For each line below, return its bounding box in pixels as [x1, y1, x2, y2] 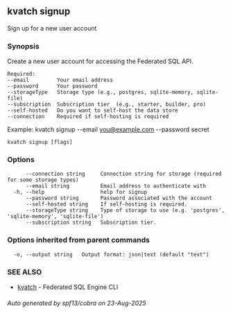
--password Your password [7, 83, 98, 90]
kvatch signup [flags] [7, 139, 73, 146]
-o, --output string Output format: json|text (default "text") [13, 251, 209, 258]
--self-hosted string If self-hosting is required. [25, 201, 188, 208]
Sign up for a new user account [7, 24, 97, 32]
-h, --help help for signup [13, 189, 148, 196]
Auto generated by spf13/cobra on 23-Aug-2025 [7, 299, 147, 307]
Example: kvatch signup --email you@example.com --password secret [7, 125, 209, 134]
